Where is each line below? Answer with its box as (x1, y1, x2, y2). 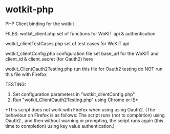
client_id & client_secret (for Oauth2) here (5, 55, 93, 62)
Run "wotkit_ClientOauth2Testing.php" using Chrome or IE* (12, 97, 138, 103)
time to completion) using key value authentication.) (5, 123, 115, 129)
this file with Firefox (5, 71, 47, 78)
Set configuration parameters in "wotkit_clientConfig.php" (12, 91, 135, 97)
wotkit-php (5, 4, 54, 15)
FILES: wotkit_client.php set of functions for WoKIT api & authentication (5, 30, 156, 36)
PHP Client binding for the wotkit (5, 21, 74, 27)
